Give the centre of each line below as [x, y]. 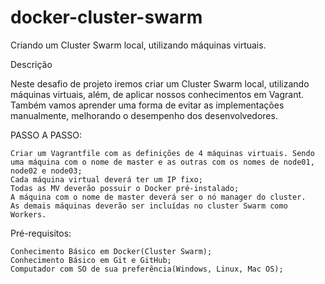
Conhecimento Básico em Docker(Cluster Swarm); [111, 251]
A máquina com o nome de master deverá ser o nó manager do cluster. [158, 197]
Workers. [28, 214]
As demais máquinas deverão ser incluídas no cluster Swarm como [149, 206]
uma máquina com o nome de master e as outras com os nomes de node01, [162, 162]
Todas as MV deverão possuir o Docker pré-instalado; [125, 188]
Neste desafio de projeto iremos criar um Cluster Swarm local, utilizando [160, 83]
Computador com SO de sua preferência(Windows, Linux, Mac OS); [147, 269]
